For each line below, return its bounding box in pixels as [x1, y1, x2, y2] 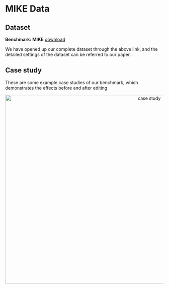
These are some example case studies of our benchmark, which [5, 79, 138, 86]
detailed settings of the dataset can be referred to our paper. [5, 51, 131, 57]
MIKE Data [5, 3, 50, 15]
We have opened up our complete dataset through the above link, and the [5, 46, 158, 52]
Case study [5, 66, 42, 75]
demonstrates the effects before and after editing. [5, 85, 109, 91]
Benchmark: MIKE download [5, 36, 65, 42]
